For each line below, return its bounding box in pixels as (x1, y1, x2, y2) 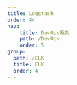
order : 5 (19, 42, 45, 49)
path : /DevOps (19, 36, 60, 42)
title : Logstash (7, 10, 54, 17)
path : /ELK (13, 55, 45, 62)
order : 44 (7, 16, 36, 23)
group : (7, 49, 26, 56)
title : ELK (13, 61, 45, 68)
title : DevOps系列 (19, 29, 70, 36)
